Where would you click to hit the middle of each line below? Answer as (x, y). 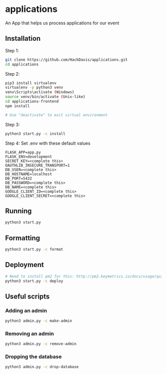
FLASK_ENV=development (29, 157)
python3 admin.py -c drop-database (42, 367)
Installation (23, 39)
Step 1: (12, 50)
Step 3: (12, 124)
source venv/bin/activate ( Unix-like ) (45, 97)
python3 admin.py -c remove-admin (41, 344)
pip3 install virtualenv (31, 83)
